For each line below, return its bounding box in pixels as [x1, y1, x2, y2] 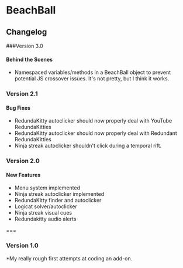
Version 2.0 [6, 157, 40, 165]
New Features [6, 171, 41, 178]
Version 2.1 [6, 90, 38, 98]
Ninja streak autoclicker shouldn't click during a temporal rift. [14, 142, 162, 150]
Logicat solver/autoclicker [14, 203, 77, 210]
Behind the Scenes [6, 56, 53, 63]
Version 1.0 [6, 242, 39, 250]
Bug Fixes [6, 104, 31, 111]
